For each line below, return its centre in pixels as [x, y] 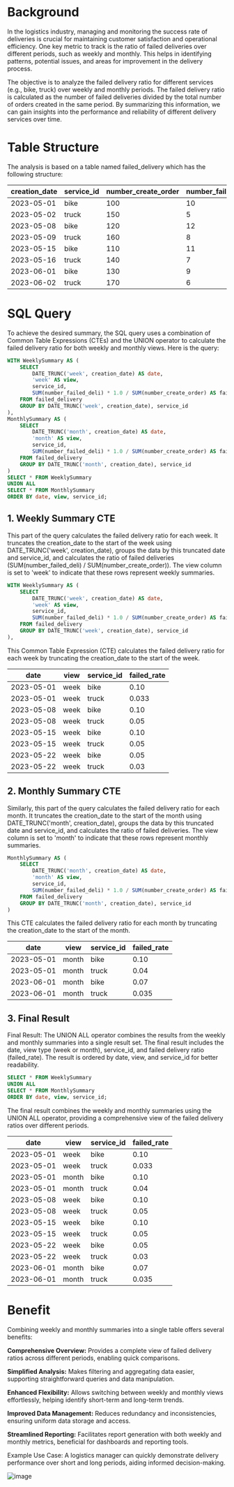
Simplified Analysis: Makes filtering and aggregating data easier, [101, 1371]
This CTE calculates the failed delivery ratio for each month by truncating [112, 923]
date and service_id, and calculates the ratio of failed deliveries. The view [113, 830]
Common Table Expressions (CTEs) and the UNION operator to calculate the [117, 340]
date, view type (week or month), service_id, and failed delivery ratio [106, 1050]
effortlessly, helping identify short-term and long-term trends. [96, 1400]
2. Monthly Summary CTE [64, 791]
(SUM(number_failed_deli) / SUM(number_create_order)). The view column [115, 565]
